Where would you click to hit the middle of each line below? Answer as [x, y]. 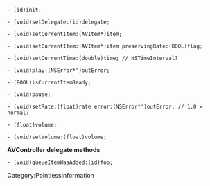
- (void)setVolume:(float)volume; [57, 137]
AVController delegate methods [54, 150]
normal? [18, 113]
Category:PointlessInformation [51, 175]
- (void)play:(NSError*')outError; [59, 71]
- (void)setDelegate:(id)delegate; [59, 22]
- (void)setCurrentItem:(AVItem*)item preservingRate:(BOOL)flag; [105, 46]
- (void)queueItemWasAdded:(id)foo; [60, 162]
